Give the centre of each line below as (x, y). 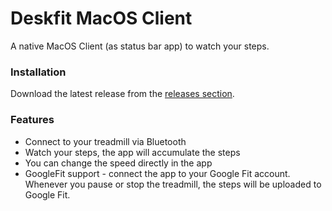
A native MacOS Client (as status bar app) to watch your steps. (140, 46)
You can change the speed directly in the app (118, 163)
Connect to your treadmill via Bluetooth (105, 141)
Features (32, 120)
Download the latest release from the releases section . (122, 94)
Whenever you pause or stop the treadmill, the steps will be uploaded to (173, 184)
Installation (38, 72)
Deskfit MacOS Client (101, 18)
